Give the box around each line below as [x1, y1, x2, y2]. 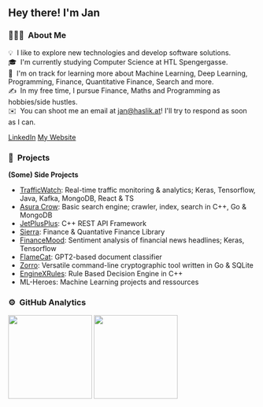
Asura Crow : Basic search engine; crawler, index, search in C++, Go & [19, 202, 246, 211]
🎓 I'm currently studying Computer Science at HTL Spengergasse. [8, 57, 228, 66]
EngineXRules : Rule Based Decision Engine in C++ [19, 268, 183, 278]
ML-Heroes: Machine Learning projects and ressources [19, 277, 199, 287]
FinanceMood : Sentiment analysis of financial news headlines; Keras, [19, 235, 245, 245]
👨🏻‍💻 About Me [8, 30, 67, 41]
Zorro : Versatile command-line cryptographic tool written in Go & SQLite [19, 260, 254, 270]
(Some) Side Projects [8, 169, 79, 179]
